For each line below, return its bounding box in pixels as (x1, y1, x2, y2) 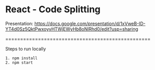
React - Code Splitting (5, 4, 101, 15)
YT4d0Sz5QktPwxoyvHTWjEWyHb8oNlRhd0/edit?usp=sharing (5, 26, 138, 32)
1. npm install (5, 55, 38, 61)
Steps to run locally (5, 45, 46, 52)
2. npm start (5, 60, 33, 65)
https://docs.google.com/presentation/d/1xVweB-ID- (34, 20, 146, 27)
